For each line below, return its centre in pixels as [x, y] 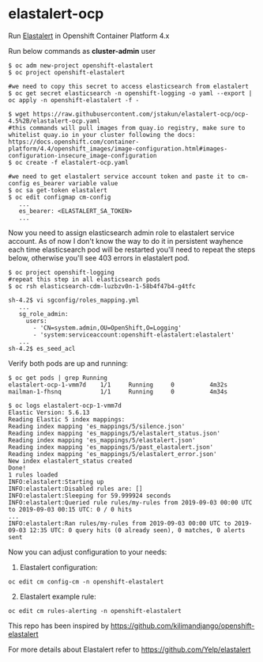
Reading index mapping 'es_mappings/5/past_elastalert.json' [111, 447]
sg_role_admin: [43, 314]
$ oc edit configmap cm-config [60, 197]
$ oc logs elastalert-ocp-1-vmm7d [65, 405]
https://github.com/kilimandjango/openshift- [182, 626]
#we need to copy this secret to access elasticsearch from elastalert [128, 86]
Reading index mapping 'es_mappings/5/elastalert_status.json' [115, 433]
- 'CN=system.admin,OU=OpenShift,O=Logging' [107, 328]
